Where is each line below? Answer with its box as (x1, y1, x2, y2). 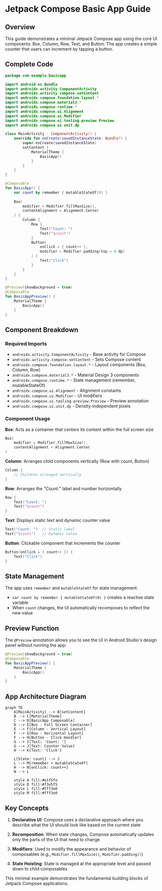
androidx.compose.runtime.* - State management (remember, (12, 377, 136, 383)
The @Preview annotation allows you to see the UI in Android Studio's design (5, 637, 157, 643)
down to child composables (12, 866, 68, 872)
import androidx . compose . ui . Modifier (5, 114, 82, 118)
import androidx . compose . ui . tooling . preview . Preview (5, 118, 114, 123)
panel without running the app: (5, 642, 67, 648)
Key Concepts (5, 804, 49, 812)
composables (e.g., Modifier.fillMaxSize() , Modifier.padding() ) (12, 851, 144, 857)
